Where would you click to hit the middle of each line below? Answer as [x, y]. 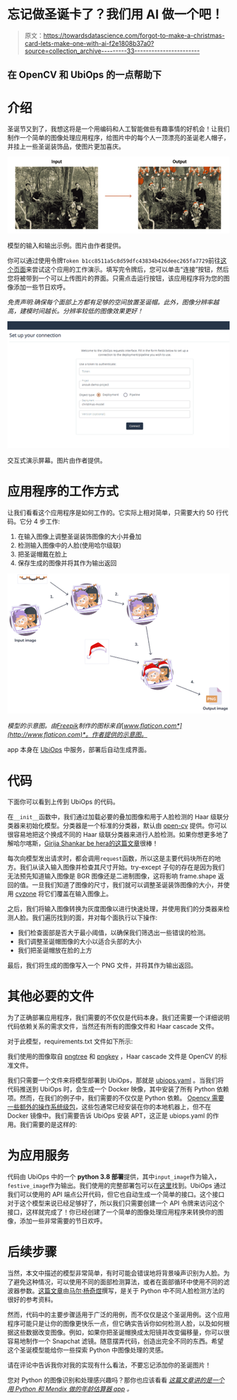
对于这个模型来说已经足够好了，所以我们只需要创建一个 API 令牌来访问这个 [116, 1203]
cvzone [26, 894]
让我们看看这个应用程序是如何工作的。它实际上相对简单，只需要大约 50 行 [115, 512]
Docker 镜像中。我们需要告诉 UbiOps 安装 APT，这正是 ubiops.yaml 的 [110, 1116]
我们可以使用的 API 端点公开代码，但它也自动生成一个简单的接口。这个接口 [116, 1194]
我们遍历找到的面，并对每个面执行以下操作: [95, 918]
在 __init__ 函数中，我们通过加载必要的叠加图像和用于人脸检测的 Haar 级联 [115, 817]
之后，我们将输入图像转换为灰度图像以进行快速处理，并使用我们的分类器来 [115, 909]
